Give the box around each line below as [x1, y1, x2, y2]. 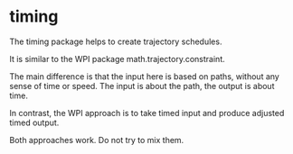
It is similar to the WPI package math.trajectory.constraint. [9, 53, 225, 64]
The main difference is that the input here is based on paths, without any [9, 70, 280, 82]
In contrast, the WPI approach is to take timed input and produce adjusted [9, 107, 285, 118]
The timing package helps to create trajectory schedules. [9, 36, 222, 47]
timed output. [9, 117, 60, 128]
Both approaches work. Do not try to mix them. [9, 134, 184, 145]
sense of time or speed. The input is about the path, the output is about [9, 80, 275, 91]
